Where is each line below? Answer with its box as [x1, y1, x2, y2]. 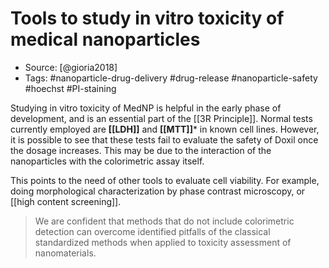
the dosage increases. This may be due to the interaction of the [10, 144, 272, 156]
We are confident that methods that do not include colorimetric [34, 215, 295, 227]
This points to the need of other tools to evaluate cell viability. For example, [10, 174, 320, 186]
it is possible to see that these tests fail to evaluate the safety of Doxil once [10, 133, 319, 146]
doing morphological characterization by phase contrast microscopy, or [10, 185, 306, 197]
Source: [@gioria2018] [24, 61, 118, 73]
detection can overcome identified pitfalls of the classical [34, 225, 271, 237]
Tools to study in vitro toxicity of [10, 7, 285, 30]
